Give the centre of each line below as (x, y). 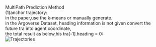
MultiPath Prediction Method (35, 7)
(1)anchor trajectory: (26, 12)
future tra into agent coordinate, (38, 28)
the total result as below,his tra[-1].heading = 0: (54, 34)
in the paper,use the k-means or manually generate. (59, 18)
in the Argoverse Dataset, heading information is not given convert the (78, 23)
